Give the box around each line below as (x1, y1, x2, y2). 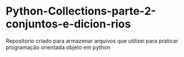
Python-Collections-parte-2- (5, 4, 157, 18)
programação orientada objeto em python (5, 44, 111, 51)
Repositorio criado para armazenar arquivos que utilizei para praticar (5, 37, 179, 44)
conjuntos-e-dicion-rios (5, 17, 132, 31)
